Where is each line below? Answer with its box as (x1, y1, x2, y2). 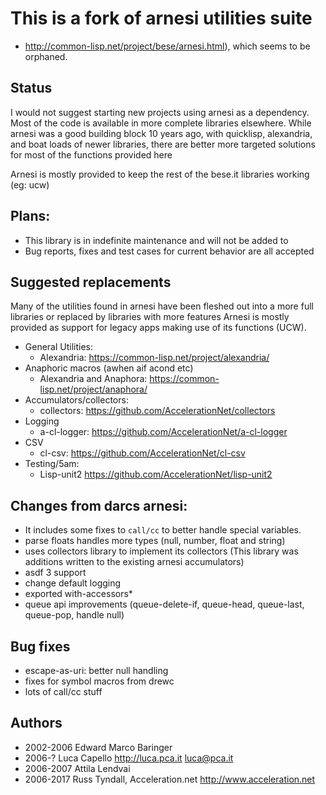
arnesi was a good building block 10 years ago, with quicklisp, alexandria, (10, 127, 313, 139)
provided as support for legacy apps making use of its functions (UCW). (10, 322, 307, 334)
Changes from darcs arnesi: (10, 497, 188, 514)
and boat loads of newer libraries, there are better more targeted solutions (10, 138, 316, 150)
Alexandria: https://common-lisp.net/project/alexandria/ (39, 352, 270, 364)
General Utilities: (24, 341, 94, 353)
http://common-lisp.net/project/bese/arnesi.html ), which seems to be (24, 40, 311, 52)
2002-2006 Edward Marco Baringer (24, 741, 173, 753)
